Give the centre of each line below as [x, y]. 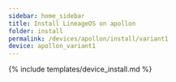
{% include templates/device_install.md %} [80, 69]
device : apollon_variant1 [52, 46]
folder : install [36, 31]
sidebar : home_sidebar [47, 16]
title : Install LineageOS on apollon [72, 24]
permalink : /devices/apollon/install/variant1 [88, 39]
